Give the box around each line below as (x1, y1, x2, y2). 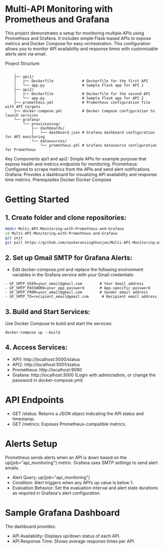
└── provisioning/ (23, 121, 60, 126)
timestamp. (12, 416, 35, 421)
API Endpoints (5, 394, 64, 406)
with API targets (5, 104, 41, 109)
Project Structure (5, 60, 40, 66)
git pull (5, 240, 23, 245)
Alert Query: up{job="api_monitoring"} (12, 474, 90, 480)
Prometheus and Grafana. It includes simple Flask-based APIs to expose (5, 35, 151, 41)
